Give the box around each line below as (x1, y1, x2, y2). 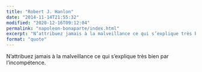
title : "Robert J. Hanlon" (6, 8, 74, 15)
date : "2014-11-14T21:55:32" (6, 14, 79, 20)
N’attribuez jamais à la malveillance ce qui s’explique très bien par (6, 53, 170, 60)
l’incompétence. (6, 59, 46, 66)
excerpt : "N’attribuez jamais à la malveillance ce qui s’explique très (6, 31, 192, 37)
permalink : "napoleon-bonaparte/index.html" (6, 25, 120, 32)
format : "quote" (6, 36, 47, 42)
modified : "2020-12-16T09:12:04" (6, 20, 90, 26)
